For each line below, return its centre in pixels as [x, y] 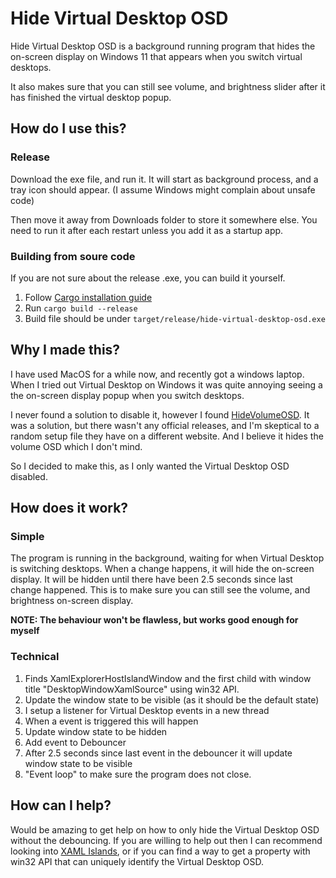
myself [25, 631]
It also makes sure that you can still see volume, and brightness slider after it [168, 86]
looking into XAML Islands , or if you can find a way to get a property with [160, 851]
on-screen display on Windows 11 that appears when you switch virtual [156, 56]
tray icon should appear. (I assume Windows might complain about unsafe [163, 189]
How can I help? [61, 805]
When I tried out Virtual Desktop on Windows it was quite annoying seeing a [166, 384]
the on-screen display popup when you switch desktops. [127, 395]
